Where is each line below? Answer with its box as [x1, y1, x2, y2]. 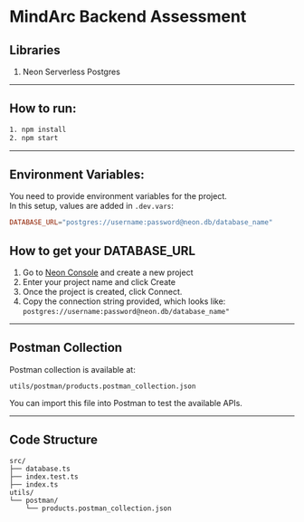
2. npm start [9, 133, 59, 142]
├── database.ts [9, 464, 71, 473]
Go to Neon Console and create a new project [22, 267, 194, 278]
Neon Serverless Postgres [22, 66, 120, 77]
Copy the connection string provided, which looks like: [22, 296, 226, 307]
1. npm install [9, 125, 67, 134]
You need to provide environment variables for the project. [9, 191, 228, 202]
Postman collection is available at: [9, 364, 136, 375]
